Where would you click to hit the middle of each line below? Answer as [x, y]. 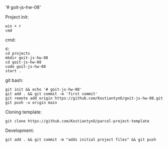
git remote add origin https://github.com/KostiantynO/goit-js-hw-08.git [84, 98]
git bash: [14, 80]
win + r [13, 26]
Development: [20, 130]
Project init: [17, 17]
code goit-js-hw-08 [26, 67]
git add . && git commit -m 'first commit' [52, 94]
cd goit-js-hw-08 [23, 62]
